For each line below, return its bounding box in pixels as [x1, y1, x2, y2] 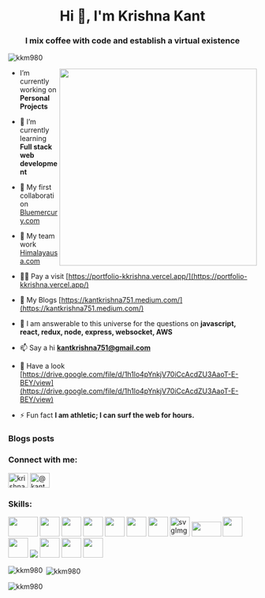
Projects [19, 102, 49, 111]
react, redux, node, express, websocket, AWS [19, 327, 174, 337]
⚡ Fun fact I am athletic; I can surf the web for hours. [19, 410, 195, 420]
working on [19, 85, 57, 95]
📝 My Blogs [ [19, 295, 62, 305]
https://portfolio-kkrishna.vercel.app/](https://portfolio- [68, 272, 248, 281]
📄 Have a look [19, 362, 65, 371]
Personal [19, 94, 50, 103]
